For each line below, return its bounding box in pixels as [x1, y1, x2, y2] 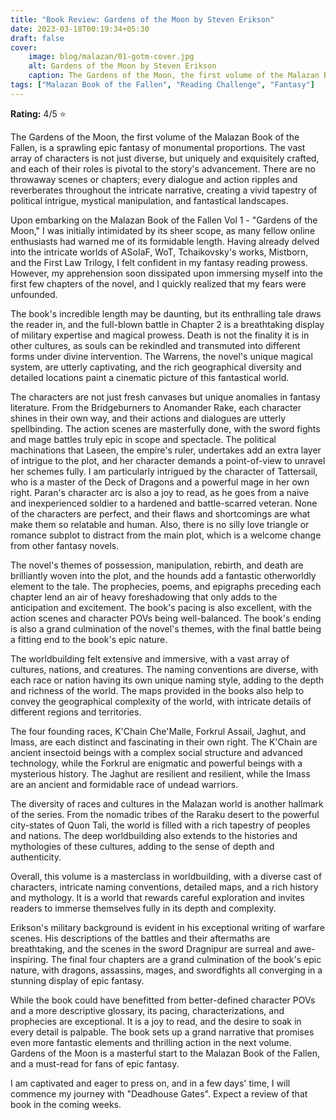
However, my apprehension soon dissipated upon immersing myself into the [10, 267, 323, 279]
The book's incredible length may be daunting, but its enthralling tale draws [10, 307, 322, 320]
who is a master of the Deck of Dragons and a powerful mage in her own [10, 476, 310, 488]
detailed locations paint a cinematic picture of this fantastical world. [10, 371, 290, 383]
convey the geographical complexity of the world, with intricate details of [10, 695, 312, 707]
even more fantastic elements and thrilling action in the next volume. [10, 1036, 292, 1048]
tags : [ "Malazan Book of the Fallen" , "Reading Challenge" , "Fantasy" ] [10, 80, 315, 90]
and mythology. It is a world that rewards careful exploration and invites [10, 891, 305, 903]
